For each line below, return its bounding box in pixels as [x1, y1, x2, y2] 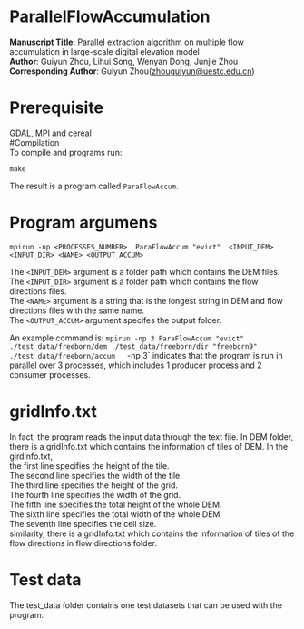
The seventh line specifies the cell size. [9, 518, 157, 529]
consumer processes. [9, 369, 91, 380]
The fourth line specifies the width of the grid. [9, 489, 181, 500]
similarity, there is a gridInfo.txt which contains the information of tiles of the [9, 528, 295, 539]
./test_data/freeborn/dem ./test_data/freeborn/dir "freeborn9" [9, 341, 258, 351]
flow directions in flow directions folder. [9, 537, 157, 548]
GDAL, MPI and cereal [9, 127, 93, 138]
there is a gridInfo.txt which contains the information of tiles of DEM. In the [9, 441, 289, 451]
